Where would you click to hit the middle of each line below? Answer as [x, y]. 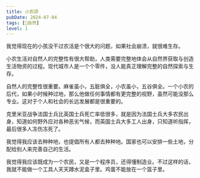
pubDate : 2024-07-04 [32, 17]
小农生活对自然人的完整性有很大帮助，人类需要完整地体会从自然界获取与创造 [100, 59]
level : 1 [17, 28]
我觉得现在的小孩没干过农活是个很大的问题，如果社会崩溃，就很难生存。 [95, 46]
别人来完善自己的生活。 [45, 149]
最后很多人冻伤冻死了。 [35, 129]
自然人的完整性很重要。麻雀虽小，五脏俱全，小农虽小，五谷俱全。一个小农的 [100, 87]
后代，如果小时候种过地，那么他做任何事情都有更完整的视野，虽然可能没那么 [100, 94]
